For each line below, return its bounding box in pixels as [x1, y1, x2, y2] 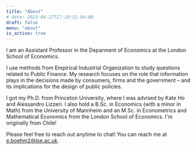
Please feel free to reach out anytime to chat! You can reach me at [6, 131, 167, 138]
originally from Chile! [6, 119, 57, 126]
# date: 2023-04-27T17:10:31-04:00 [6, 14, 94, 20]
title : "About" [6, 8, 44, 15]
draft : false [6, 19, 38, 25]
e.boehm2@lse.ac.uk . [6, 137, 59, 144]
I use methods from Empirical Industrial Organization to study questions [6, 64, 181, 71]
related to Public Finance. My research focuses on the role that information [6, 71, 188, 78]
